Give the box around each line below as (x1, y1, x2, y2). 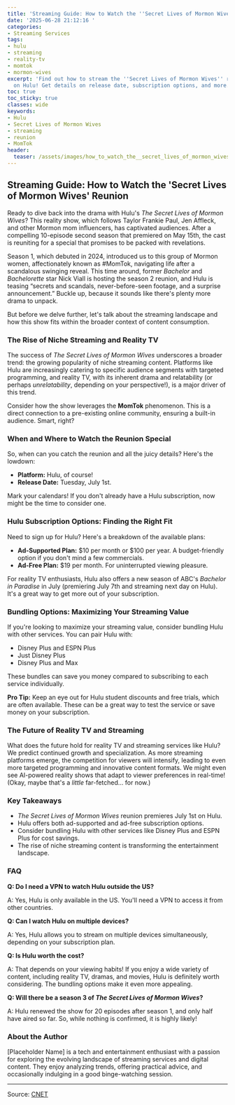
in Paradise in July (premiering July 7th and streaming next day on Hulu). (7, 582, 218, 590)
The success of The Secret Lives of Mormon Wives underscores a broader (7, 350, 222, 359)
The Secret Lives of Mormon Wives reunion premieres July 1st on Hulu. (17, 812, 222, 820)
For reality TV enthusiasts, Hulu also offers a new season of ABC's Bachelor (7, 574, 226, 583)
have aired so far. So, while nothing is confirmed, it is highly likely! (7, 1014, 197, 1022)
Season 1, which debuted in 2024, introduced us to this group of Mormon (7, 252, 218, 260)
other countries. (7, 903, 54, 911)
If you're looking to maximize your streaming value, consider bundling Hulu (7, 622, 224, 631)
